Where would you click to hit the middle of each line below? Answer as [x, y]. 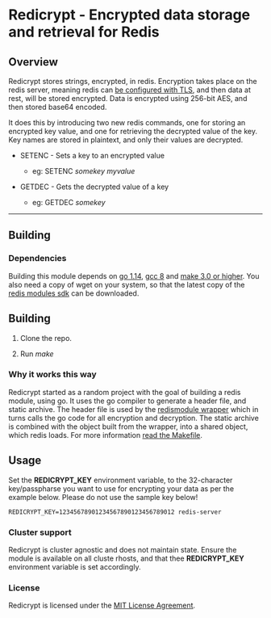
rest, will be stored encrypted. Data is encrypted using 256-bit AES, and [128, 98]
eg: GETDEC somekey [69, 202]
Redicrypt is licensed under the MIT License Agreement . [102, 605]
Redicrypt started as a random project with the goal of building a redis [125, 392]
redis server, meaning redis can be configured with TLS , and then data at [130, 90]
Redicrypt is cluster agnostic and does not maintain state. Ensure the [123, 549]
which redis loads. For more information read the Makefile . [106, 435]
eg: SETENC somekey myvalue [83, 171]
